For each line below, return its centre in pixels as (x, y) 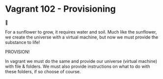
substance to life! (23, 42)
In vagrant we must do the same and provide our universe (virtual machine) (81, 61)
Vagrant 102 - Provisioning (61, 9)
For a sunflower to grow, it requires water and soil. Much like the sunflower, (81, 32)
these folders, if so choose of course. (43, 71)
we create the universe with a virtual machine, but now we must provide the (82, 37)
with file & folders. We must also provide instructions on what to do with (78, 66)
